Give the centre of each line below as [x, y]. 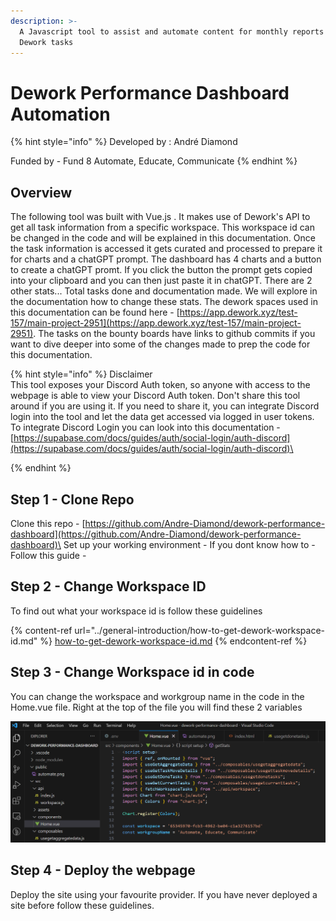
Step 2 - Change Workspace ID [108, 586]
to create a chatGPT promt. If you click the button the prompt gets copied [161, 270]
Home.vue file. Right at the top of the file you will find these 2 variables [156, 707]
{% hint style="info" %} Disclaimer [81, 374]
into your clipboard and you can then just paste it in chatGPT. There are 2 [161, 281]
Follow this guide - [48, 555]
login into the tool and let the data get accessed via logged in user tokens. [162, 417]
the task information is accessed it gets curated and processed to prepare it [166, 249]
